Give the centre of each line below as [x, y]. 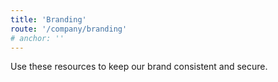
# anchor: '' [37, 38]
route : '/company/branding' [69, 29]
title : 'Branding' [48, 19]
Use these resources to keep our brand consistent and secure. [139, 67]
